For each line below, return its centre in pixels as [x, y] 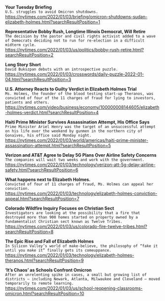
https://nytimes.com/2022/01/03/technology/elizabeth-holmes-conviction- [81, 193]
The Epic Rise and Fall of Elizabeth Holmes [49, 241]
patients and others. [27, 102]
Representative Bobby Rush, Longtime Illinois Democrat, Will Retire [75, 31]
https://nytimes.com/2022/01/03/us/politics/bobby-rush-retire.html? [75, 50]
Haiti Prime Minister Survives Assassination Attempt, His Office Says [77, 122]
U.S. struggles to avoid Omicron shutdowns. [52, 12]
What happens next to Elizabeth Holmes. [48, 179]
